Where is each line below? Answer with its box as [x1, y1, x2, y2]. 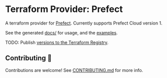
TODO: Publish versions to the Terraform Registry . [5, 39, 109, 45]
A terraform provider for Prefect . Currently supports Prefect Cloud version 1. [5, 20, 162, 26]
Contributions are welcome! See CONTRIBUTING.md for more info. [5, 67, 143, 73]
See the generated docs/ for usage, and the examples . [5, 29, 118, 35]
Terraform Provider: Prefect [5, 3, 123, 15]
